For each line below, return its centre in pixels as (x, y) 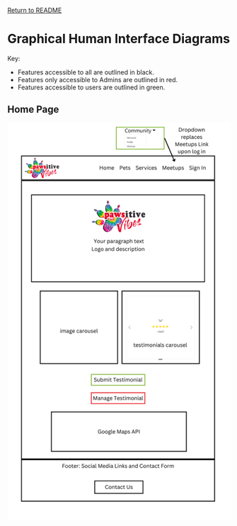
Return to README (35, 10)
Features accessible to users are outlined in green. (91, 87)
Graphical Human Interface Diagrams (119, 39)
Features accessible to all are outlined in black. (86, 72)
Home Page (33, 110)
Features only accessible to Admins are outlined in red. (98, 79)
